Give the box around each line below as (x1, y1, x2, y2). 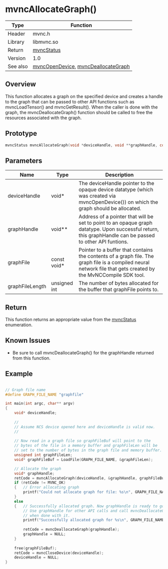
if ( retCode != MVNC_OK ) (14, 480, 66, 486)
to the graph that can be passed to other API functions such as (5, 99, 134, 105)
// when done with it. (23, 513, 70, 518)
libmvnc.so (32, 38, 58, 45)
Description (105, 171, 134, 178)
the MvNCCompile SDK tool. (78, 271, 145, 278)
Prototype (5, 129, 37, 138)
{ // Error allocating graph (14, 485, 79, 490)
